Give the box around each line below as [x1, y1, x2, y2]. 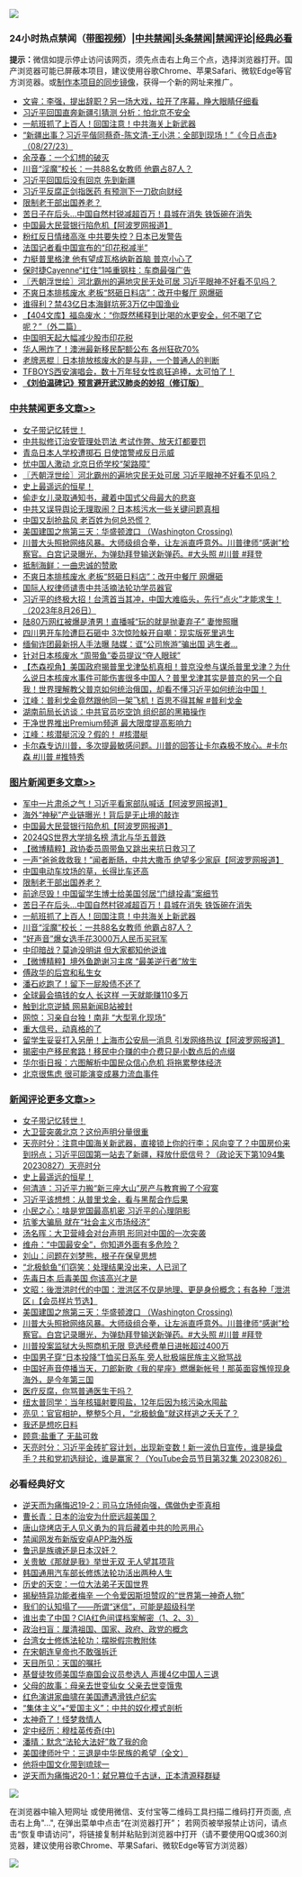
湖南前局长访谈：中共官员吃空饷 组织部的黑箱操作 [22, 706, 207, 716]
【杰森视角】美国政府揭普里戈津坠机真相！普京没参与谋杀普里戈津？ [22, 661, 275, 671]
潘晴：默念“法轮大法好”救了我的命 [22, 1736, 148, 1747]
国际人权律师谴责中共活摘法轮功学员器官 [22, 582, 173, 593]
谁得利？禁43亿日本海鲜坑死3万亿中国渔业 [22, 298, 180, 310]
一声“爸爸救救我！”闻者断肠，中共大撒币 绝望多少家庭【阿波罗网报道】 [22, 854, 285, 865]
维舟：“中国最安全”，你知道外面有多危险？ [22, 1239, 180, 1250]
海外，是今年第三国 [22, 1374, 94, 1385]
